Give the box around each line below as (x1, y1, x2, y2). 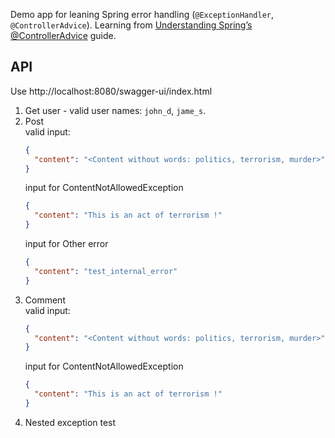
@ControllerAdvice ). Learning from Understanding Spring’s (10, 19, 253, 31)
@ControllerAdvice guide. (10, 30, 117, 41)
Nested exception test (24, 416, 117, 428)
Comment (24, 294, 66, 306)
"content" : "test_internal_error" (34, 266, 178, 276)
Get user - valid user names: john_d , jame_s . (24, 104, 207, 116)
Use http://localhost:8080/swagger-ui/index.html (10, 85, 213, 97)
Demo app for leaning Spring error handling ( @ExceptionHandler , (10, 9, 275, 20)
